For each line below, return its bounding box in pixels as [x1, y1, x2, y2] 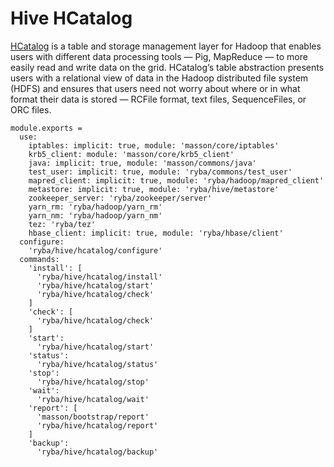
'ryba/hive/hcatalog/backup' [36, 447, 159, 457]
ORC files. [10, 103, 52, 116]
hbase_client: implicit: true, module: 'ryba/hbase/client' [28, 228, 284, 238]
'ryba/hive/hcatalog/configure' [28, 245, 163, 256]
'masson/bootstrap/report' [36, 412, 150, 422]
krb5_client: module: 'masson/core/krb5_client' [28, 149, 235, 159]
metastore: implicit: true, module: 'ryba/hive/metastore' [28, 184, 280, 194]
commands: [19, 254, 60, 264]
